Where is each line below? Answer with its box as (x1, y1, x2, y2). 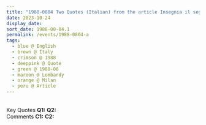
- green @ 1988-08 (12, 66, 59, 72)
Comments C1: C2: (6, 113, 55, 120)
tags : (6, 37, 20, 44)
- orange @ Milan (12, 77, 56, 83)
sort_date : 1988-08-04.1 (6, 26, 70, 32)
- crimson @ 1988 (12, 55, 56, 61)
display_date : (6, 20, 43, 26)
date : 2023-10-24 (6, 15, 51, 21)
